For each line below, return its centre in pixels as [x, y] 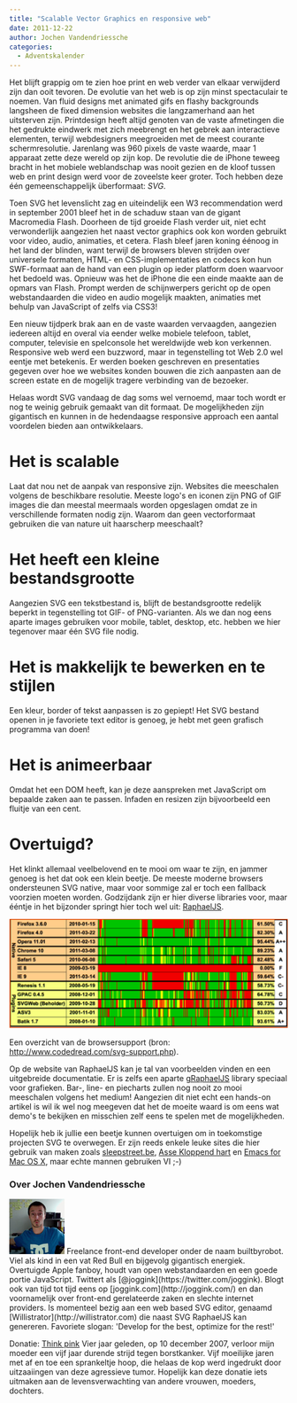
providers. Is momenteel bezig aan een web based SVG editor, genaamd [141, 1308]
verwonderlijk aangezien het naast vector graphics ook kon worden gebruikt [148, 231]
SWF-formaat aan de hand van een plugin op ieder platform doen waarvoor [146, 269]
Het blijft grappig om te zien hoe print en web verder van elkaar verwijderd [145, 82]
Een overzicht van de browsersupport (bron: [90, 1042]
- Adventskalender [51, 56]
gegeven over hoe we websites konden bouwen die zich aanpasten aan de [145, 371]
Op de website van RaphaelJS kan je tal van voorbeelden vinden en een [140, 1069]
